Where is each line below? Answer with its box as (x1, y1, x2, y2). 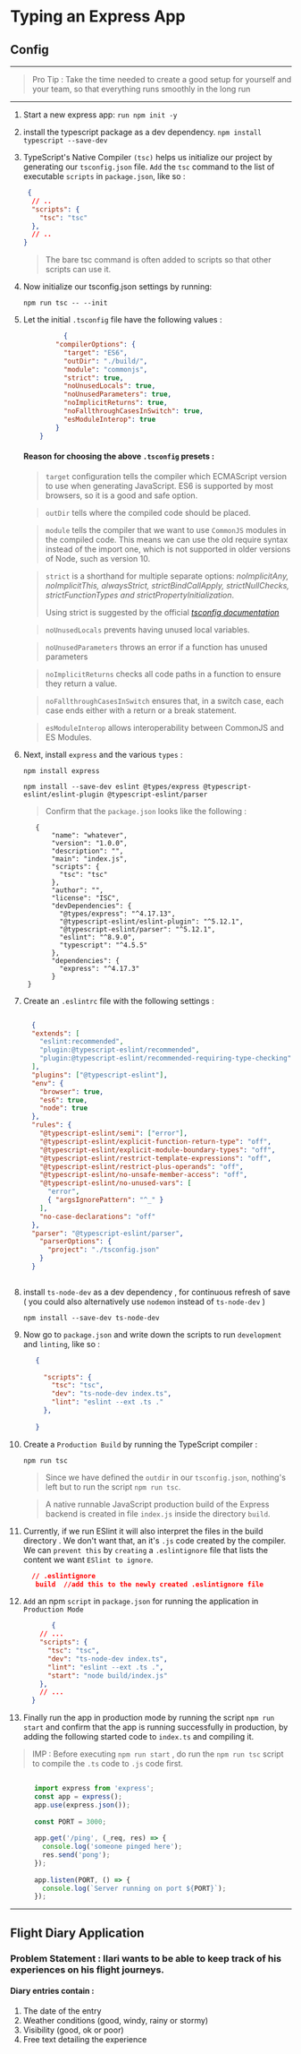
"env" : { (31, 1079, 64, 1087)
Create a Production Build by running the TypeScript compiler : (22, 1439, 258, 1449)
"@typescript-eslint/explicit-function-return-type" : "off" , (39, 1137, 272, 1146)
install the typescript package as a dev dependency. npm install (22, 127, 263, 137)
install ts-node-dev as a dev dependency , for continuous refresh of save (22, 1286, 291, 1297)
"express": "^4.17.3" (59, 964, 140, 973)
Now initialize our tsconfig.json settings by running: (22, 281, 213, 292)
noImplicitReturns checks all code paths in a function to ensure (45, 668, 281, 679)
